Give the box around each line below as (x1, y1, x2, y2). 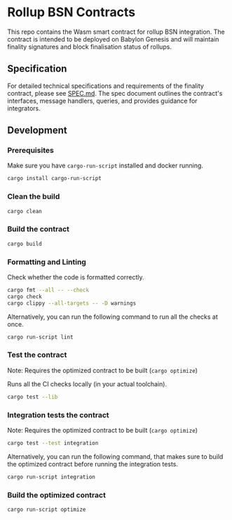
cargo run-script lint (7, 334, 74, 341)
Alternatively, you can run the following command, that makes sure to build (7, 452, 224, 461)
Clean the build (7, 191, 60, 201)
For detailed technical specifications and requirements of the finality (7, 82, 205, 90)
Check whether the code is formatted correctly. (7, 272, 145, 281)
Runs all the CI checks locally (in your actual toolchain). (7, 379, 167, 388)
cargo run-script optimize (7, 506, 86, 513)
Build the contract (7, 224, 70, 234)
